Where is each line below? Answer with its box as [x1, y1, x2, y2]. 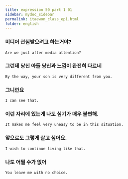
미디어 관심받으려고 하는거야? [5, 38, 72, 45]
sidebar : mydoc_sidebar [5, 12, 55, 17]
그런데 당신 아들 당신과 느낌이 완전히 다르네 [5, 63, 102, 70]
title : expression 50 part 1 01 [5, 7, 72, 12]
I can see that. [5, 98, 39, 103]
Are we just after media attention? [5, 50, 81, 55]
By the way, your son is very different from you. [5, 74, 113, 79]
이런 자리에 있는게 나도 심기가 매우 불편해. [5, 110, 99, 117]
